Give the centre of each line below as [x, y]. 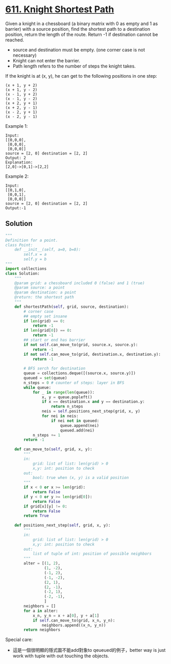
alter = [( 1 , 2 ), [42, 563]
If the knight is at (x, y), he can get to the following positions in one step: [81, 76]
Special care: [19, 639]
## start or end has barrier [55, 340]
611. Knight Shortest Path [60, 9]
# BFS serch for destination [55, 369]
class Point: [19, 245]
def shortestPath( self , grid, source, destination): [72, 307]
